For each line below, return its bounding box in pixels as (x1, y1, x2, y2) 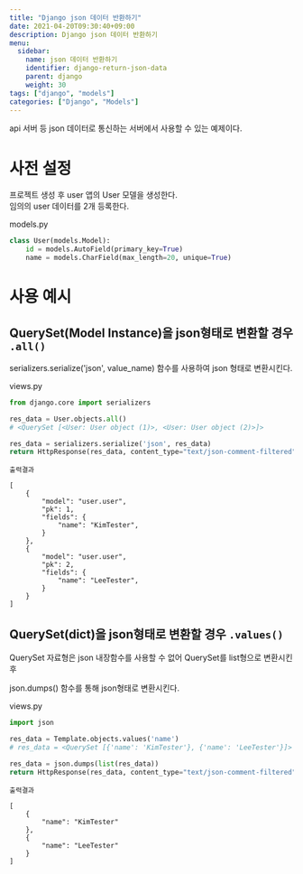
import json (9, 719, 54, 728)
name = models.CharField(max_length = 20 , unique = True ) (25, 254, 232, 263)
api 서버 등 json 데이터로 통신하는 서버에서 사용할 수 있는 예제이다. (9, 123, 243, 134)
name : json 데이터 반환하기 (25, 55, 118, 64)
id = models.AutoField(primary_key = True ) (25, 245, 183, 254)
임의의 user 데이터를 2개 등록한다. (9, 200, 129, 212)
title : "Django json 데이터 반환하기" (9, 13, 142, 23)
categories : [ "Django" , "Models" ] (9, 97, 140, 107)
